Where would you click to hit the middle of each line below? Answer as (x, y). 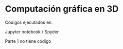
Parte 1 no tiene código (28, 41)
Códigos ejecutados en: (29, 22)
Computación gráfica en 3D (62, 9)
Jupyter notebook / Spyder (32, 32)
